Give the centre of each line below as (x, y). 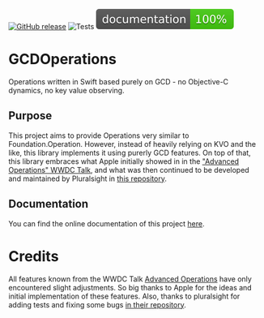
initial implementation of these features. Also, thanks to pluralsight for (124, 296)
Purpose (30, 116)
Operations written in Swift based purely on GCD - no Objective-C (119, 81)
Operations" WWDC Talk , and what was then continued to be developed (129, 170)
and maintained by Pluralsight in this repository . (88, 178)
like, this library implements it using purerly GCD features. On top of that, (130, 153)
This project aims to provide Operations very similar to (99, 135)
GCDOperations (63, 60)
